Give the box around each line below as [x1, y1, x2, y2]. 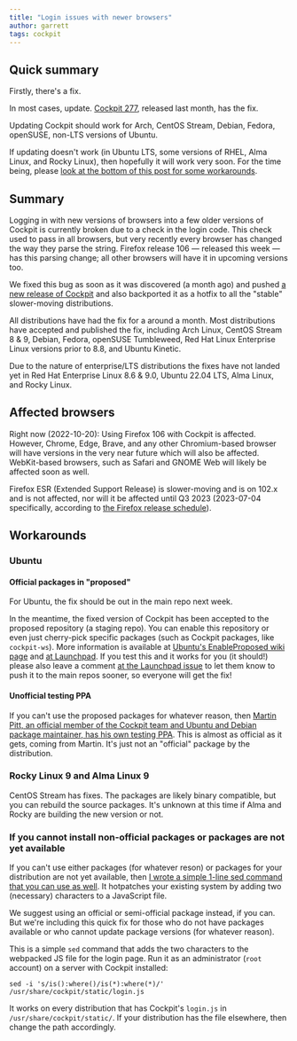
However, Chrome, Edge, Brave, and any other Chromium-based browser [9, 438, 277, 449]
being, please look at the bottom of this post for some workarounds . [9, 166, 258, 176]
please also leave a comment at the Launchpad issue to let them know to [9, 661, 276, 671]
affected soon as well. [9, 466, 90, 477]
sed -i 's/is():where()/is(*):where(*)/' [9, 980, 165, 989]
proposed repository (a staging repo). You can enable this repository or [9, 622, 270, 634]
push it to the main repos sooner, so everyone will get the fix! [9, 670, 232, 681]
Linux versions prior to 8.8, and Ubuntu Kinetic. [9, 343, 182, 354]
